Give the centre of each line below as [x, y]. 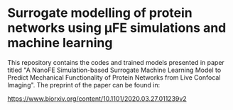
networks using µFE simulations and [117, 28]
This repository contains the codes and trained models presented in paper [116, 62]
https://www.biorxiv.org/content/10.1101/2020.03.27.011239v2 [97, 98]
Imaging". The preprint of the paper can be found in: [84, 85]
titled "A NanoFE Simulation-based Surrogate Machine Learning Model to [114, 70]
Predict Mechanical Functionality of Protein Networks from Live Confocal [114, 77]
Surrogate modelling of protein [100, 13]
